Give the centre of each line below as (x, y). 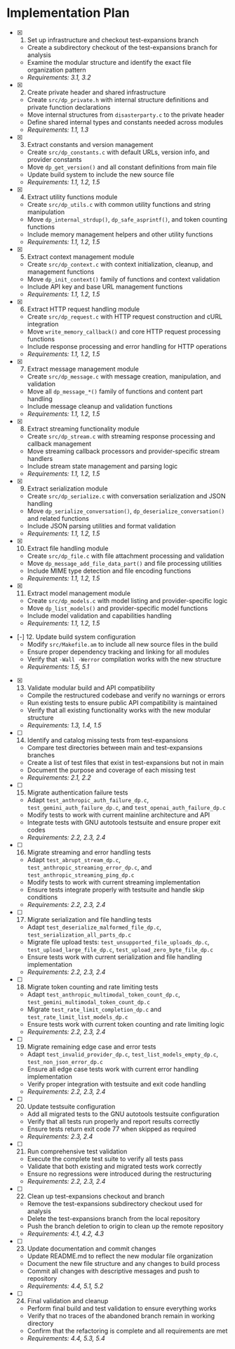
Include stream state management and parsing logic (102, 466)
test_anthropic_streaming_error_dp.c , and (89, 867)
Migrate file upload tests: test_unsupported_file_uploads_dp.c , (118, 942)
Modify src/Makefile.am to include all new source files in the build (122, 644)
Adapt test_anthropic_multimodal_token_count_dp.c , (103, 994)
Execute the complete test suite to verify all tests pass (105, 1158)
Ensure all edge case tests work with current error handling (113, 1069)
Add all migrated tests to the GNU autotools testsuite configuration (123, 1114)
